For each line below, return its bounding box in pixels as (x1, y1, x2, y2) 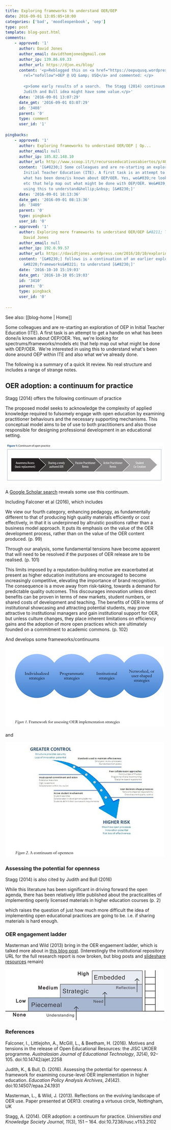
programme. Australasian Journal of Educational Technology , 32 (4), (5, 1051, 149, 1057)
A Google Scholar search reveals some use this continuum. (5, 489, 129, 495)
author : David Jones (18, 46, 63, 51)
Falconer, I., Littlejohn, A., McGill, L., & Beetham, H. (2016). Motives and (5, 1040, 154, 1046)
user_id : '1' (18, 122, 47, 127)
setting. (5, 432, 21, 438)
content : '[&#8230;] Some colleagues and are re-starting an (18, 165, 152, 170)
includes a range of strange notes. (5, 366, 77, 373)
